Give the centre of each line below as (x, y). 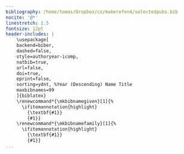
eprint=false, (34, 79)
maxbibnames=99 (35, 90)
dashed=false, (34, 51)
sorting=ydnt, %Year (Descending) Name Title (75, 85)
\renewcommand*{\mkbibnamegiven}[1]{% (65, 101)
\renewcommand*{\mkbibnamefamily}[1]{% (66, 124)
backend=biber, (35, 46)
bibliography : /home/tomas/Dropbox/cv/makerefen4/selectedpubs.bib (92, 12)
